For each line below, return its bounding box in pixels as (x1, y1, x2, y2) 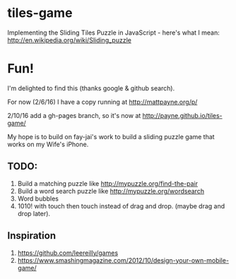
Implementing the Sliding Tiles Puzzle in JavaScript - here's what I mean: (7, 28, 220, 37)
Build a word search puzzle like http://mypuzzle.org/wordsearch (17, 186, 205, 195)
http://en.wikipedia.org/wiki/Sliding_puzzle (7, 35, 132, 44)
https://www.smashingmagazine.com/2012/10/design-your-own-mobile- (17, 256, 230, 264)
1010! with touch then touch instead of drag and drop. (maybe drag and (17, 201, 225, 210)
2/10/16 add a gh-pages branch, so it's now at (7, 111, 141, 119)
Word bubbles (17, 194, 59, 203)
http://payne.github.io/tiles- (142, 111, 223, 119)
